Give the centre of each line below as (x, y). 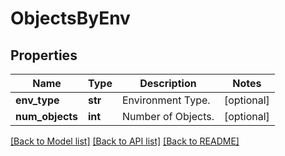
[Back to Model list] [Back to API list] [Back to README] (125, 141)
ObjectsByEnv (70, 18)
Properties (44, 55)
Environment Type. (166, 100)
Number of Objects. (168, 116)
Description (168, 83)
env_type (37, 100)
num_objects (47, 116)
